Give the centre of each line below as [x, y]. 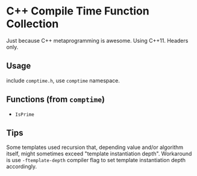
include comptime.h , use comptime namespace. [63, 80]
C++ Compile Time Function [78, 11]
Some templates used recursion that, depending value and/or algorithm [95, 147]
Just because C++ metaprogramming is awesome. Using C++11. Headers [97, 40]
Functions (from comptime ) [56, 100]
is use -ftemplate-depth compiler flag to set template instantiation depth [96, 160]
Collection [33, 24]
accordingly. [22, 166]
